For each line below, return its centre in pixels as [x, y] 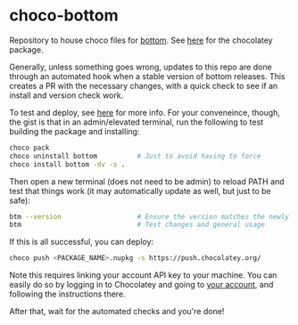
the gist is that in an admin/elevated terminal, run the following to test [137, 122]
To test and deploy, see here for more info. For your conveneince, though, [145, 112]
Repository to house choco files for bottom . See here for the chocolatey [141, 40]
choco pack [29, 148]
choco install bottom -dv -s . [67, 164]
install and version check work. [66, 95]
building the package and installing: [74, 131]
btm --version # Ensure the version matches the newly [149, 216]
